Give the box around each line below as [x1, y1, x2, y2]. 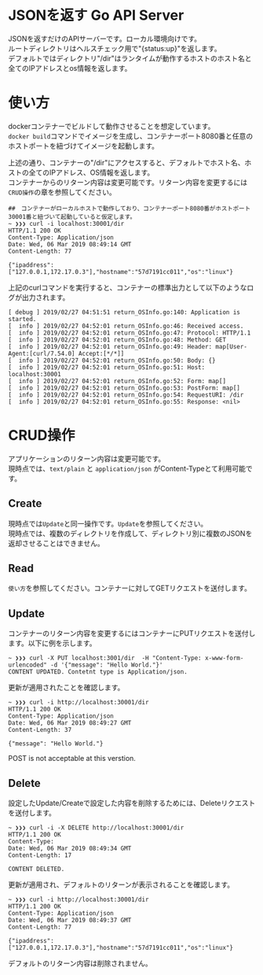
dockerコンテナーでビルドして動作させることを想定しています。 [8, 121, 215, 131]
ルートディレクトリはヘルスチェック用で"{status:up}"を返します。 [8, 43, 221, 53]
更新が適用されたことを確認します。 [8, 683, 125, 692]
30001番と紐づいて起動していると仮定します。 [8, 212, 136, 220]
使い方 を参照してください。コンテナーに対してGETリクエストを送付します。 [8, 583, 251, 593]
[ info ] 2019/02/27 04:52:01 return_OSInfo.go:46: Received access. [8, 322, 244, 330]
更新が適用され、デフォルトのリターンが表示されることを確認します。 [8, 880, 235, 889]
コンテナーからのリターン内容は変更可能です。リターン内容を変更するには [8, 177, 248, 187]
